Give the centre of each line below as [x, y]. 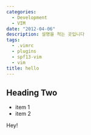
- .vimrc [23, 46]
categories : [21, 12]
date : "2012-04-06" [31, 29]
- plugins [24, 51]
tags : [13, 40]
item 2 [23, 114]
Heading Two [32, 92]
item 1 [22, 107]
